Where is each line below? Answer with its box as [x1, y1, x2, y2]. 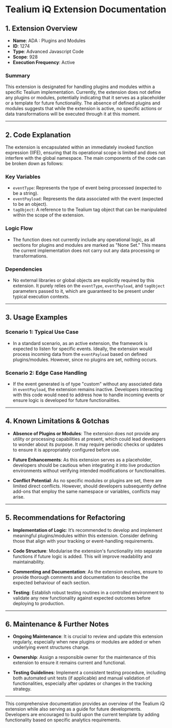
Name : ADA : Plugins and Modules [12, 37, 86, 44]
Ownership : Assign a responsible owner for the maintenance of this [12, 654, 156, 660]
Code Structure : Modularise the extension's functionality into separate [12, 548, 162, 554]
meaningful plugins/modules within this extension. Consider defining [12, 532, 158, 539]
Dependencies [5, 265, 42, 272]
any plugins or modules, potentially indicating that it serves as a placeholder [5, 95, 166, 101]
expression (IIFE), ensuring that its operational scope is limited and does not [5, 149, 165, 156]
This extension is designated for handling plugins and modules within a [5, 83, 155, 90]
